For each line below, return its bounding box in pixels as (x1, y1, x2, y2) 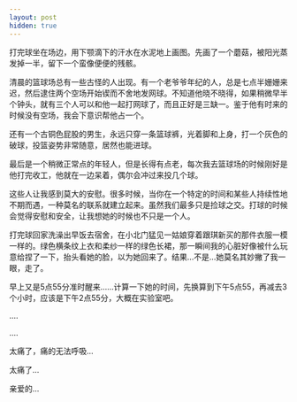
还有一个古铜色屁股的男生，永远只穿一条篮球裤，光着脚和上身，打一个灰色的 (9, 128, 288, 139)
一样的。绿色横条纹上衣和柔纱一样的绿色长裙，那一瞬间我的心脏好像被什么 (9, 240, 280, 251)
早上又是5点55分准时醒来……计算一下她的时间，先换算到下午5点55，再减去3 (9, 281, 287, 292)
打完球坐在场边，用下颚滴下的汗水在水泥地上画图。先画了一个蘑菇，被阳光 (9, 46, 280, 58)
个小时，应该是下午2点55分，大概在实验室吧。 (9, 292, 179, 303)
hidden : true (9, 21, 57, 30)
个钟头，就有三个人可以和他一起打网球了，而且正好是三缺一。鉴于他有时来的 (9, 98, 288, 109)
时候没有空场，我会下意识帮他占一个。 (9, 110, 148, 120)
